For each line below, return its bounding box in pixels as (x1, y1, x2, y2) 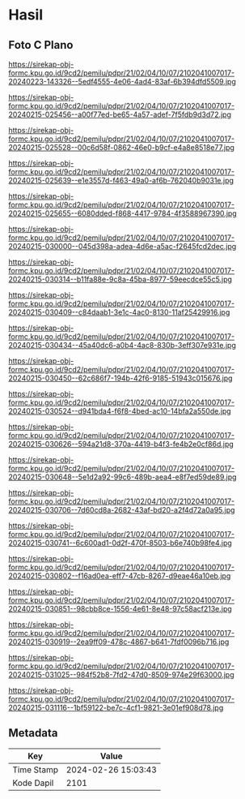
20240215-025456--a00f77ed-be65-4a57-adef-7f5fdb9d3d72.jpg (8, 110, 232, 119)
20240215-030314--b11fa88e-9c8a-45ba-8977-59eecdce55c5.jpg (8, 274, 233, 284)
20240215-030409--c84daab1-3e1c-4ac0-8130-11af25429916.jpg (8, 307, 230, 317)
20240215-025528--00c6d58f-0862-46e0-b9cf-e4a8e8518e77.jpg (8, 143, 234, 152)
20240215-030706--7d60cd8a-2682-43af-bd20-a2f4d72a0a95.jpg (8, 505, 235, 514)
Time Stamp (12, 764, 59, 775)
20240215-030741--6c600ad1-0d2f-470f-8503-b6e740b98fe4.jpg (8, 538, 232, 548)
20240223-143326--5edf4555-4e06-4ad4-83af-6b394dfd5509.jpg (8, 77, 237, 86)
